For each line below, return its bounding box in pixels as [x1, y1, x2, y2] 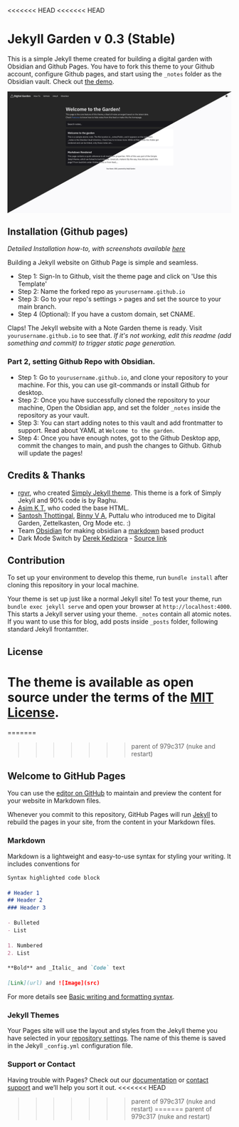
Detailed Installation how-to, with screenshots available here [7, 245, 186, 253]
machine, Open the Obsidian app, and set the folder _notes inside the [17, 403, 221, 412]
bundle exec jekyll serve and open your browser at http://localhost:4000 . [7, 602, 232, 611]
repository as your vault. [17, 411, 90, 419]
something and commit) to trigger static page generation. [7, 339, 176, 348]
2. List [7, 950, 31, 957]
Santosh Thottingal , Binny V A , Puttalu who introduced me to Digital [17, 511, 216, 520]
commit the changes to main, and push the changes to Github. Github [17, 441, 222, 450]
